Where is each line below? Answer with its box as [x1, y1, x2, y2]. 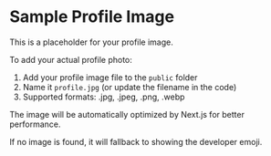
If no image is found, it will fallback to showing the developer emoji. [9, 136, 263, 147]
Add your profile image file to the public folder [22, 71, 198, 83]
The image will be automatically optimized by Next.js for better [9, 109, 245, 120]
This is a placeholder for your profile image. [9, 36, 173, 47]
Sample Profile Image [9, 6, 175, 27]
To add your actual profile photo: [9, 54, 132, 65]
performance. [9, 119, 61, 130]
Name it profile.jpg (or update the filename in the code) [22, 81, 237, 92]
